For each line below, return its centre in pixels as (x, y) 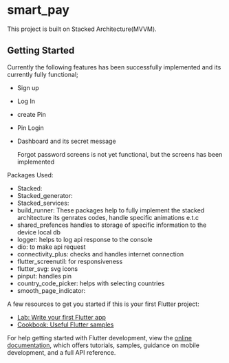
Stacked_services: (43, 203)
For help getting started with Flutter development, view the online (100, 338)
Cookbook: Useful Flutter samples (65, 324)
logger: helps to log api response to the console (85, 239)
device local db (39, 232)
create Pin (32, 114)
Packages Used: (30, 175)
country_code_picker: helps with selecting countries (91, 283)
